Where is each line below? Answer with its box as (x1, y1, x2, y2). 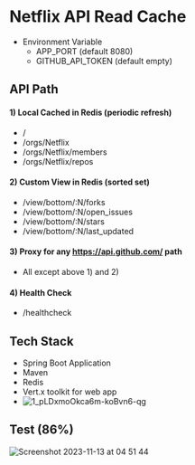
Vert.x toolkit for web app (22, 386, 117, 397)
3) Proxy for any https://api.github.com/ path (9, 246, 182, 257)
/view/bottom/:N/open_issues (22, 206, 134, 217)
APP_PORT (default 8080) (35, 45, 134, 56)
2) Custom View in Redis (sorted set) (9, 176, 151, 187)
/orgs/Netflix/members (22, 147, 107, 157)
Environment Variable (22, 36, 103, 47)
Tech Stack (9, 333, 74, 349)
